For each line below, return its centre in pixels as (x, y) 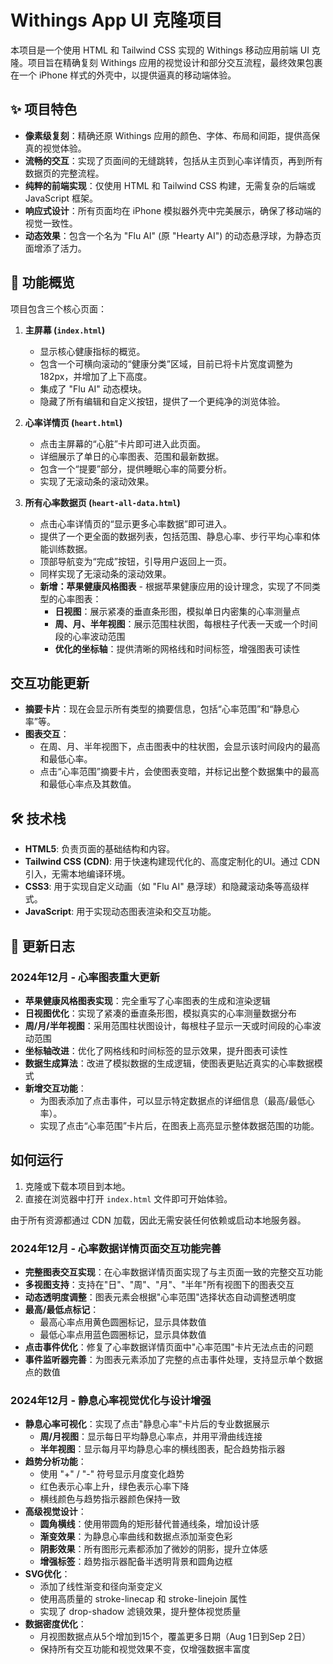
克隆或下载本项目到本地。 (77, 1186)
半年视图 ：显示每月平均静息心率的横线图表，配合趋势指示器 (162, 1449)
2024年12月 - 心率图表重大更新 (85, 977)
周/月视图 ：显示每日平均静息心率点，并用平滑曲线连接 (151, 1437)
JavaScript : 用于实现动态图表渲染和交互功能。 (120, 912)
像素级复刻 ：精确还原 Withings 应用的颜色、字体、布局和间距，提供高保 (172, 135)
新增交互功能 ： (55, 1088)
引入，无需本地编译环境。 (77, 874)
